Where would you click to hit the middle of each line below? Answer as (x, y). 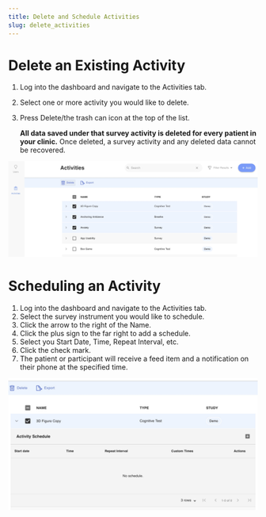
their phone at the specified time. (74, 367)
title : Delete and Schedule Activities (74, 17)
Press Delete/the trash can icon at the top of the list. (104, 118)
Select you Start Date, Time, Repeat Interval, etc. (99, 342)
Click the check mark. (55, 350)
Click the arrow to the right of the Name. (85, 324)
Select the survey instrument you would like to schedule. (112, 316)
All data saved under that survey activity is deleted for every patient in (138, 133)
